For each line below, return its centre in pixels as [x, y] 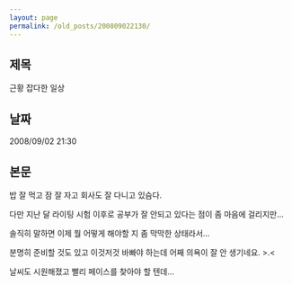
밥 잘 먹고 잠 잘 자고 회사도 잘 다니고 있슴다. [86, 195]
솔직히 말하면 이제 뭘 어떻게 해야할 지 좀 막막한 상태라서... [110, 233]
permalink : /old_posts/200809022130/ [80, 26]
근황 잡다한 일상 [37, 88]
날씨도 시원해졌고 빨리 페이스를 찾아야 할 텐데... [92, 272]
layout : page [34, 18]
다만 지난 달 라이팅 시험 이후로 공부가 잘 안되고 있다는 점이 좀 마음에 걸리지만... [147, 214]
